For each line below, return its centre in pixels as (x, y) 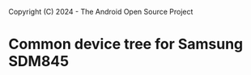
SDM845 (39, 62)
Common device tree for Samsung (126, 44)
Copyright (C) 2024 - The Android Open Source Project (101, 12)
